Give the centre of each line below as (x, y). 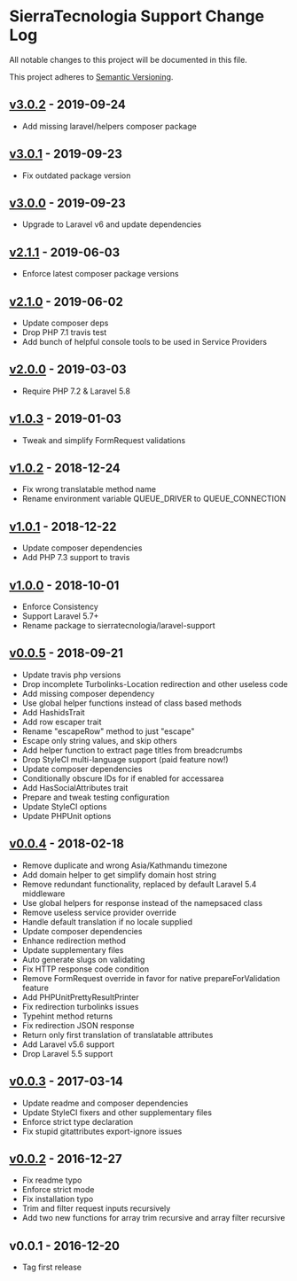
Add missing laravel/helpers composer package (109, 126)
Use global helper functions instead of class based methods (132, 703)
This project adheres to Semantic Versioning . (91, 76)
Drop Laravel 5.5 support (67, 1053)
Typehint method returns (67, 1016)
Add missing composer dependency (88, 693)
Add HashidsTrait (54, 712)
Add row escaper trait (62, 722)
